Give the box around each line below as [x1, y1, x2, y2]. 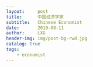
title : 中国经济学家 [6, 14, 64, 20]
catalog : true [6, 41, 41, 47]
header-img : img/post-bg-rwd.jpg [6, 36, 88, 41]
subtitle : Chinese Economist [6, 19, 82, 25]
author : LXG [6, 30, 46, 36]
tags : [6, 47, 19, 52]
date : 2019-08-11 [6, 24, 64, 31]
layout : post [6, 8, 49, 15]
